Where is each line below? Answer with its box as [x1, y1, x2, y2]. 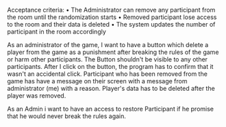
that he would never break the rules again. [7, 112, 127, 120]
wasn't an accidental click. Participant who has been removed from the [7, 70, 208, 78]
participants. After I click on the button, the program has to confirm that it [7, 63, 214, 70]
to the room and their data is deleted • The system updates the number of [7, 20, 216, 28]
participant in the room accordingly [7, 27, 106, 36]
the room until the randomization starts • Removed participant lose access [7, 13, 217, 21]
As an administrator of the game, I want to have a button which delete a [7, 41, 209, 48]
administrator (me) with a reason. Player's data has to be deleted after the [7, 85, 216, 92]
